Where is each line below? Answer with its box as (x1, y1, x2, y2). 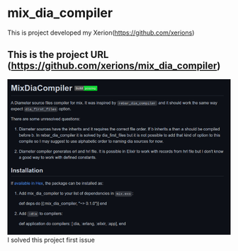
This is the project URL (7, 49, 109, 61)
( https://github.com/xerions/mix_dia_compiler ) (7, 60, 221, 72)
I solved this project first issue (7, 235, 96, 245)
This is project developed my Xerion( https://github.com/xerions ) (7, 28, 195, 37)
